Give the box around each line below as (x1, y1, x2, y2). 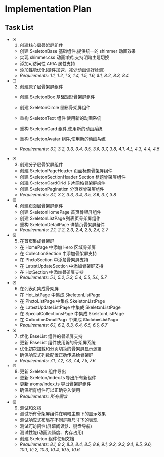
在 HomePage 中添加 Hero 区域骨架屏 (19, 244, 96, 250)
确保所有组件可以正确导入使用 (19, 387, 80, 393)
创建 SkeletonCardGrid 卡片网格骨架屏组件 (19, 180, 106, 186)
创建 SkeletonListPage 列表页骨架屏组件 (19, 215, 101, 221)
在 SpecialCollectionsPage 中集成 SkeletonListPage (19, 311, 124, 316)
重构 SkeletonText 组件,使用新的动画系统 (19, 115, 102, 121)
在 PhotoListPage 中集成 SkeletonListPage (19, 298, 105, 304)
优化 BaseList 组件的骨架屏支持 (19, 333, 83, 339)
